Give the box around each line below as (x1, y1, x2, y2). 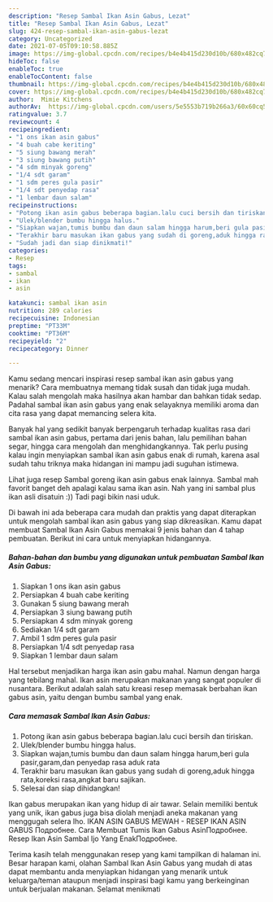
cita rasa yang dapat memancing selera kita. (8, 409, 157, 418)
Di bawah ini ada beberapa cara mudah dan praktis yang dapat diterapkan (8, 508, 257, 518)
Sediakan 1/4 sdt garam (19, 624, 100, 635)
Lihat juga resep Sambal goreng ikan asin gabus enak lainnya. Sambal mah (8, 475, 258, 484)
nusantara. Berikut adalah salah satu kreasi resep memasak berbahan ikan (8, 684, 258, 694)
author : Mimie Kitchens (8, 95, 93, 103)
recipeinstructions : (8, 201, 79, 209)
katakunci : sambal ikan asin (8, 299, 107, 308)
